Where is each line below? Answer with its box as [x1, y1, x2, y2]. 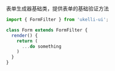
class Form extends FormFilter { [6, 27, 88, 33]
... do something [21, 43, 62, 49]
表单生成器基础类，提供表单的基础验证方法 [6, 5, 109, 12]
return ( [16, 38, 38, 44]
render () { [11, 33, 38, 38]
